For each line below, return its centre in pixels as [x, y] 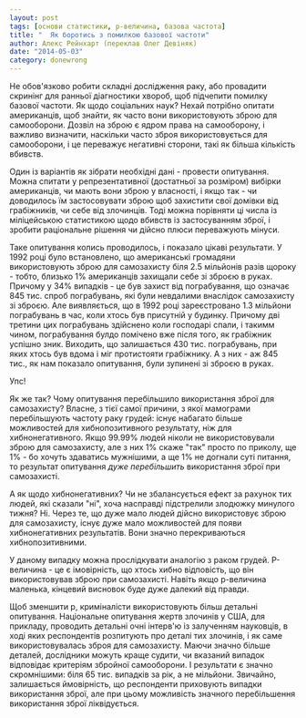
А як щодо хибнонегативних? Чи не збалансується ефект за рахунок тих [151, 494]
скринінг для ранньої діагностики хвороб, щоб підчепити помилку [139, 96]
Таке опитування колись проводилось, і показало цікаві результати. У [146, 247]
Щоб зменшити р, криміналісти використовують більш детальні [133, 606]
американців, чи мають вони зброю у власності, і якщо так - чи [133, 191]
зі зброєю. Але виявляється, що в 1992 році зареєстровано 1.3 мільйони [150, 305]
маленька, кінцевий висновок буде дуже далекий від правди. [129, 589]
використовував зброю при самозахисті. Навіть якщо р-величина [138, 579]
